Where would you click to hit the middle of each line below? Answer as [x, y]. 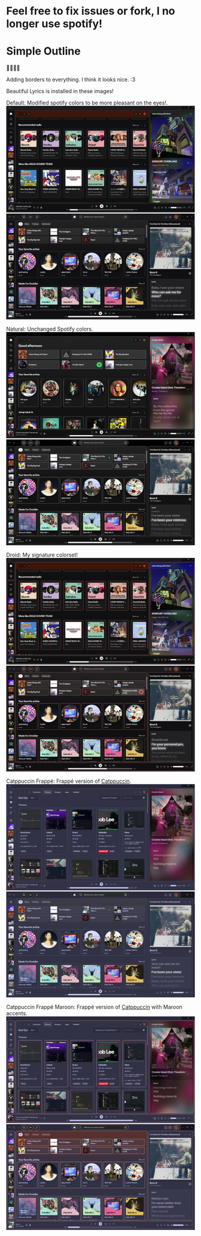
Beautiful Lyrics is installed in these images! [60, 91]
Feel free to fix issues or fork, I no [91, 11]
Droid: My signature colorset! [42, 555]
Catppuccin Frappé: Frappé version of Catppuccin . [69, 781]
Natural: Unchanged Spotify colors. [50, 329]
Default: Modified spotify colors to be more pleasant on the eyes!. [87, 103]
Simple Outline [43, 51]
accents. [17, 1013]
